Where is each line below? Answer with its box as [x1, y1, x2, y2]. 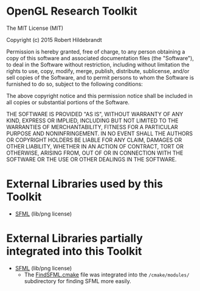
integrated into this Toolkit [6, 245, 142, 258]
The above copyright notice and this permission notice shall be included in [6, 92, 193, 99]
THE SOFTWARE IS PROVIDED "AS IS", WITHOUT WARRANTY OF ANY [6, 110, 184, 117]
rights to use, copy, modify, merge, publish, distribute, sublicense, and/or [6, 67, 190, 74]
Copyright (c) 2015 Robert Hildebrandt [6, 36, 102, 43]
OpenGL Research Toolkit [6, 4, 138, 18]
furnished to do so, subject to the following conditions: [6, 80, 143, 88]
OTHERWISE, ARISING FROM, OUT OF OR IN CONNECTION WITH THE [6, 149, 184, 156]
